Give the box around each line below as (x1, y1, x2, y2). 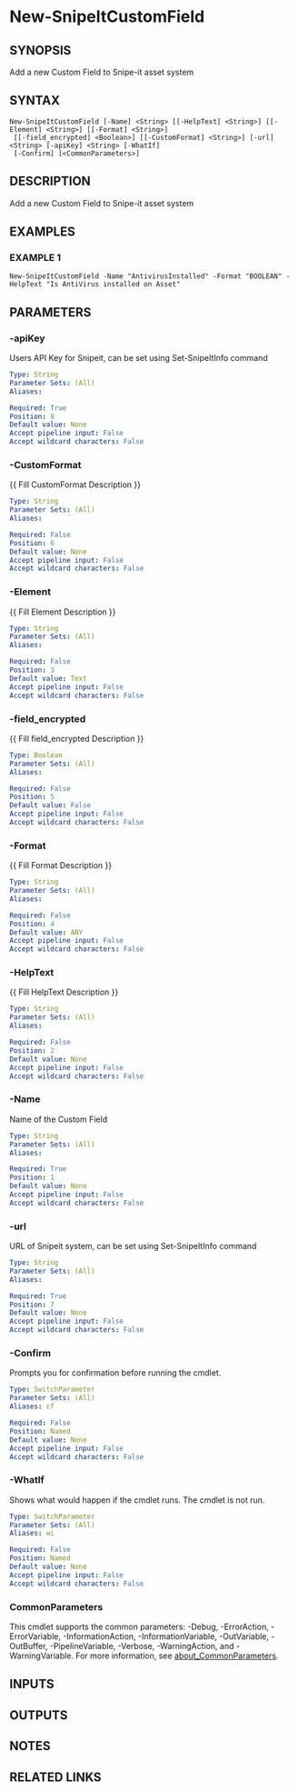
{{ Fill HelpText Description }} (9, 986, 119, 997)
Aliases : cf (9, 1402, 55, 1411)
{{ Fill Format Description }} (9, 860, 113, 871)
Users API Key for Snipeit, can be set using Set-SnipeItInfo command (9, 353, 268, 363)
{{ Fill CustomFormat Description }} (9, 479, 142, 490)
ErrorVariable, (9, 1630, 62, 1642)
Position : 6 (9, 538, 55, 547)
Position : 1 (9, 1173, 55, 1183)
